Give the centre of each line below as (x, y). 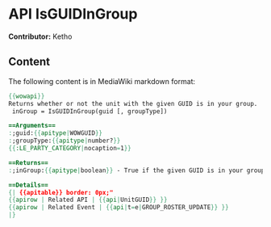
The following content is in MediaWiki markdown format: (102, 81)
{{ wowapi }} (27, 96)
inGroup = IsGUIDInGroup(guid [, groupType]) (90, 111)
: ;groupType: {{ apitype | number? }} (65, 141)
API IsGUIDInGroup (73, 14)
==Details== (28, 185)
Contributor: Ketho (40, 36)
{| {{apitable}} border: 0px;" (61, 192)
